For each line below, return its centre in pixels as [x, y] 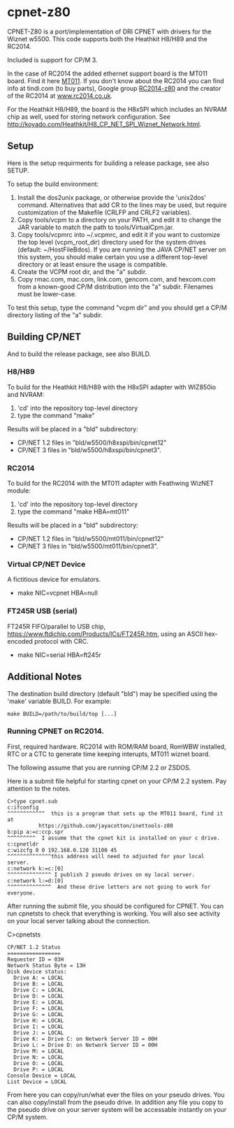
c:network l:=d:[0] [36, 881]
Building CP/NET [44, 337]
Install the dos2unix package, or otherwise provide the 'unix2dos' [111, 197]
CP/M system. [28, 1117]
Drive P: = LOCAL [39, 1069]
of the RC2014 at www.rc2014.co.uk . [60, 96]
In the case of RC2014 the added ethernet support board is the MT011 [108, 73]
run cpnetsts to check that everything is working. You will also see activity [114, 913]
